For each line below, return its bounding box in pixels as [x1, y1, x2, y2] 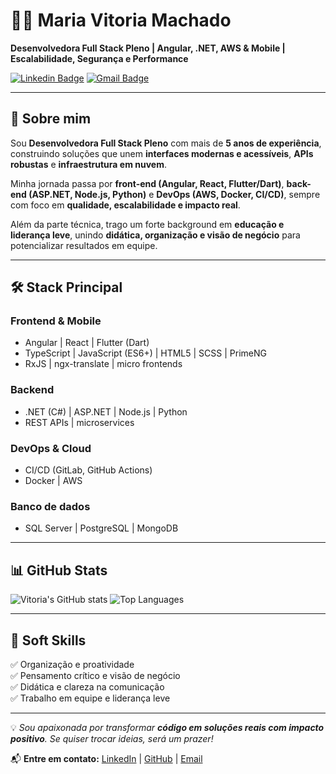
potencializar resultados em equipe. [10, 239, 158, 251]
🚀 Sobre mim [10, 110, 92, 128]
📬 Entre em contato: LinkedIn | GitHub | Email [10, 752, 203, 764]
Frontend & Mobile [10, 314, 102, 328]
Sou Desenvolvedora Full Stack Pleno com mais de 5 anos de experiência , [10, 137, 322, 149]
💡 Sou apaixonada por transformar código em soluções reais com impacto [10, 721, 325, 733]
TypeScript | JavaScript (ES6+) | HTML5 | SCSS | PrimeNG [24, 347, 267, 359]
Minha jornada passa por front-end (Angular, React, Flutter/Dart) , [10, 177, 285, 189]
